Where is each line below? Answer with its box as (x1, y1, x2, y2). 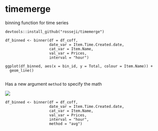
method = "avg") (49, 121, 83, 126)
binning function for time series (5, 20, 69, 26)
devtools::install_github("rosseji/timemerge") (5, 29, 105, 34)
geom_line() (9, 68, 34, 73)
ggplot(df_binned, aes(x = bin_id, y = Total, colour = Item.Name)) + (5, 64, 153, 68)
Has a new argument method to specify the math (5, 81, 102, 87)
